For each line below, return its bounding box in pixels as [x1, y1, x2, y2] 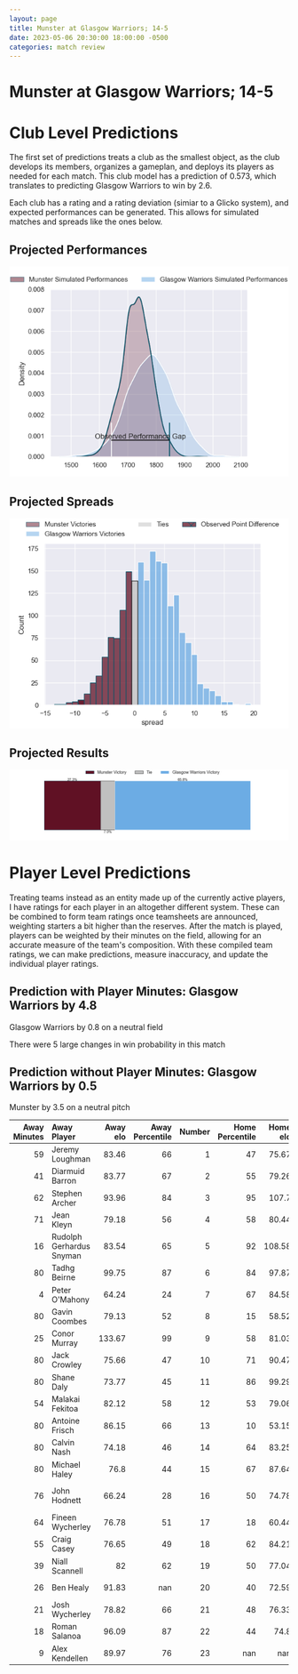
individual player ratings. [9, 958, 99, 969]
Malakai [51, 1393, 81, 1404]
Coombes [51, 1316, 87, 1326]
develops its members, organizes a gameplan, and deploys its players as [9, 161, 275, 173]
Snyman [51, 1251, 82, 1261]
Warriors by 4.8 [9, 998, 98, 1013]
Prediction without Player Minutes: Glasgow [9, 1064, 257, 1080]
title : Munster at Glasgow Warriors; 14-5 [9, 23, 169, 33]
